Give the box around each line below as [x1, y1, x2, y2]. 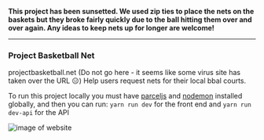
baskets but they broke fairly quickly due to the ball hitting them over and [8, 15, 253, 24]
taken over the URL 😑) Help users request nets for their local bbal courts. [8, 76, 247, 85]
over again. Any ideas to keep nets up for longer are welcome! [8, 23, 214, 32]
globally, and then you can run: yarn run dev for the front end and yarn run [8, 99, 251, 109]
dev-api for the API [8, 108, 69, 117]
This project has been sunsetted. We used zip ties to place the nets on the [8, 7, 255, 16]
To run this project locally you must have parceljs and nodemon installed [8, 92, 243, 101]
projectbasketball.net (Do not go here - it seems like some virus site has [8, 68, 241, 77]
